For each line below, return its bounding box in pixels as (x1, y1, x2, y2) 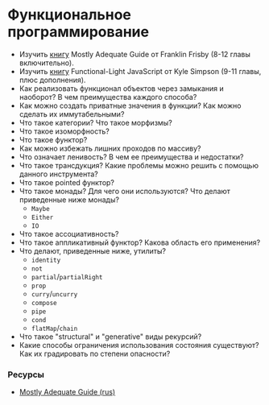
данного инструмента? (19, 169, 98, 179)
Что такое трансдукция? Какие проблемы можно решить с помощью (19, 160, 259, 170)
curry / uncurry (31, 288, 78, 299)
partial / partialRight (31, 271, 103, 281)
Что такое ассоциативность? (19, 229, 119, 238)
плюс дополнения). (19, 75, 86, 85)
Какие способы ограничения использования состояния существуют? (19, 340, 259, 349)
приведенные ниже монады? (19, 195, 120, 205)
